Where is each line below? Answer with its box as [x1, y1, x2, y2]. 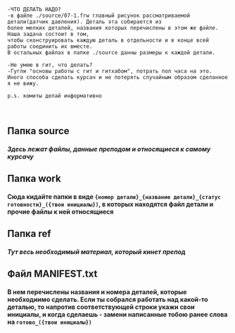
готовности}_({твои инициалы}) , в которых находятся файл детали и [7, 200, 214, 208]
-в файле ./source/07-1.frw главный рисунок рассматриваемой [7, 12, 191, 19]
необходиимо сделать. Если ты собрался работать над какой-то [7, 295, 209, 303]
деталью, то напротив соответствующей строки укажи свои [7, 303, 195, 311]
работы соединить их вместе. [7, 43, 93, 50]
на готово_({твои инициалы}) [7, 317, 92, 326]
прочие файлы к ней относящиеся [7, 207, 114, 216]
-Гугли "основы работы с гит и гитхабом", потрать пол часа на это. [7, 68, 212, 75]
